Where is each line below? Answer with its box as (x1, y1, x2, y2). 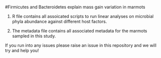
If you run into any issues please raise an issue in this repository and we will (5, 43, 157, 48)
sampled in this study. (12, 33, 56, 39)
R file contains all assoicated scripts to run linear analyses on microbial (12, 14, 154, 19)
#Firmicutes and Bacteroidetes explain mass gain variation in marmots (5, 4, 145, 10)
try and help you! (5, 48, 39, 53)
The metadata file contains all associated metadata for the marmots (12, 28, 147, 33)
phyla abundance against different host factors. (12, 19, 107, 24)
